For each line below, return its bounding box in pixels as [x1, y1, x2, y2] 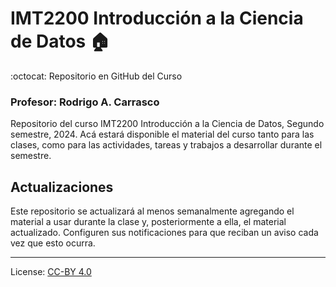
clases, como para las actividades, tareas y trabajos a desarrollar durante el [10, 139, 323, 151]
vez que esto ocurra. [10, 237, 96, 249]
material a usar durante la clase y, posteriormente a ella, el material [10, 216, 287, 228]
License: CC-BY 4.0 [10, 266, 92, 278]
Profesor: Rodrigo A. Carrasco [10, 95, 160, 109]
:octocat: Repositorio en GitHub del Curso [10, 70, 183, 82]
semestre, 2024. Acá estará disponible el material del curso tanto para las [10, 128, 315, 141]
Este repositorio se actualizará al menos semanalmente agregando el [10, 205, 295, 217]
